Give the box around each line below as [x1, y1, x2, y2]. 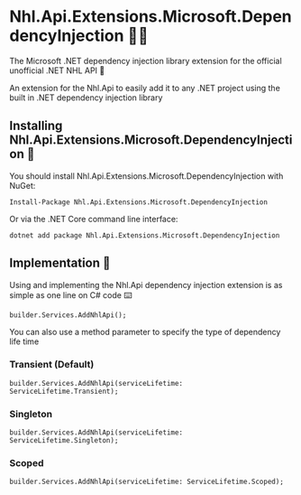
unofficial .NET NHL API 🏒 [9, 65, 105, 76]
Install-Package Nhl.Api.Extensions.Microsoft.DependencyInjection [9, 197, 269, 207]
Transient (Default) [9, 359, 95, 371]
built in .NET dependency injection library [9, 92, 163, 103]
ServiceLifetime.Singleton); [9, 436, 119, 445]
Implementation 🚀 [9, 256, 111, 271]
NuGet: [9, 180, 36, 191]
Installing [9, 118, 63, 134]
